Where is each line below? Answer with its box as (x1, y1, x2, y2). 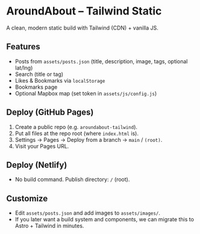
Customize (6, 193, 48, 203)
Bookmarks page (14, 83, 58, 90)
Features (6, 42, 40, 52)
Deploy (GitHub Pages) (6, 107, 94, 118)
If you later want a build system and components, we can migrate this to (14, 216, 195, 223)
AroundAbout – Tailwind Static (6, 4, 162, 18)
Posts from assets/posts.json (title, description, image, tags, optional (14, 57, 188, 65)
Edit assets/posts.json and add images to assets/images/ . (14, 209, 161, 217)
